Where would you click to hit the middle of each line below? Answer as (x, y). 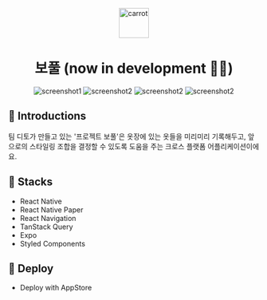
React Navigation (48, 218)
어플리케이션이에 (234, 146)
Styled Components (53, 243)
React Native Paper (51, 209)
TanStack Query (46, 227)
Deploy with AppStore (56, 288)
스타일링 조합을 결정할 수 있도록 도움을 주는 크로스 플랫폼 (118, 146)
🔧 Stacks (31, 182)
